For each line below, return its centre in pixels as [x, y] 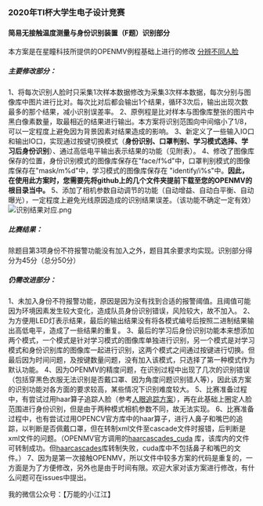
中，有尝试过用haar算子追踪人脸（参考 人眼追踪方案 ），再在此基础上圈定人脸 [130, 399]
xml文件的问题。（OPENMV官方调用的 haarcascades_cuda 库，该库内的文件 [129, 439]
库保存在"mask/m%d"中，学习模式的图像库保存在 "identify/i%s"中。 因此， [128, 171]
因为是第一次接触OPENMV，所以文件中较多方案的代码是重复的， [142, 458]
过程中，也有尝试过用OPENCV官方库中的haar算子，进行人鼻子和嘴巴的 [122, 419]
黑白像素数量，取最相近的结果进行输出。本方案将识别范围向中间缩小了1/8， [130, 122]
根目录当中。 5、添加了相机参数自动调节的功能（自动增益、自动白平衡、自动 [131, 191]
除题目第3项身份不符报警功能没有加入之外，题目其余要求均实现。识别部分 [127, 251]
